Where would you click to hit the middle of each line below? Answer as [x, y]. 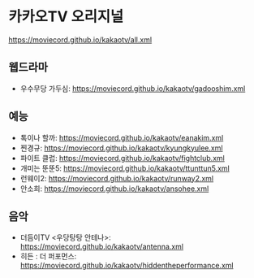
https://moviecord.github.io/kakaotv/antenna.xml [102, 247]
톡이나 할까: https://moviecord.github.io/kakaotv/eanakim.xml [122, 137]
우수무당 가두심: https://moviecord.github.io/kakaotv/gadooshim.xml [133, 88]
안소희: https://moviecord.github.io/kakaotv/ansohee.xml [114, 189]
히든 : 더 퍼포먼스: [48, 256]
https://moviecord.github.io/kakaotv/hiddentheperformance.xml [127, 266]
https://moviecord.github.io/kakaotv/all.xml [80, 39]
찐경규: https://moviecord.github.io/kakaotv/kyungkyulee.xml [121, 148]
